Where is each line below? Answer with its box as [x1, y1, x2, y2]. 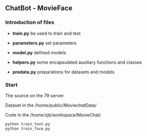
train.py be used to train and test [12, 30, 81, 36]
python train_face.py [5, 126, 50, 131]
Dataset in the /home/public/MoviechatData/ [5, 102, 96, 108]
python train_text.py [5, 122, 50, 127]
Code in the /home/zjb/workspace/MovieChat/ [5, 112, 101, 118]
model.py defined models [12, 49, 66, 55]
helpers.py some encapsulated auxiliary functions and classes [12, 59, 142, 65]
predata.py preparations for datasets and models [12, 69, 115, 75]
